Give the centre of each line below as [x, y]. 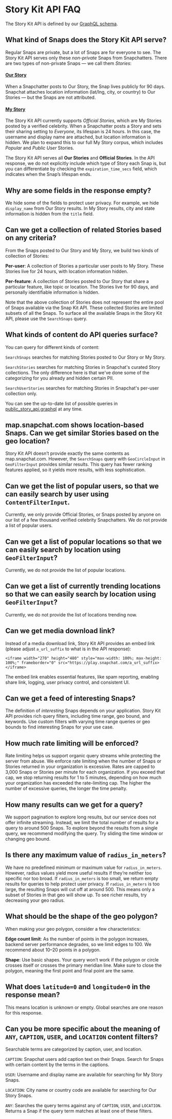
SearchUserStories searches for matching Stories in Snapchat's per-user [82, 388]
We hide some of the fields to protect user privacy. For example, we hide [82, 203]
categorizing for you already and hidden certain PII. [60, 378]
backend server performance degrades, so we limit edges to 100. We [78, 944]
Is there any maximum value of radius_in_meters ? [86, 855]
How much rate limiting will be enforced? [72, 743]
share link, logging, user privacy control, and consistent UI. [68, 682]
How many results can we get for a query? [74, 804]
